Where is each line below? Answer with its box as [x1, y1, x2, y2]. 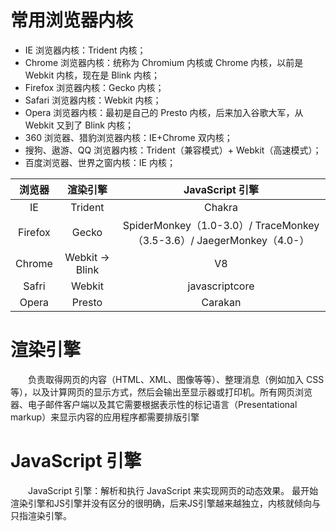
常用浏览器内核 [10, 9, 134, 32]
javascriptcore [187, 279, 255, 293]
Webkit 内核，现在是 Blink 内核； [24, 69, 160, 81]
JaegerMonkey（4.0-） [196, 233, 310, 247]
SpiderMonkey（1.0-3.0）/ [122, 218, 253, 232]
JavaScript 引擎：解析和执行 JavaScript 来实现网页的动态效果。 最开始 [27, 484, 319, 496]
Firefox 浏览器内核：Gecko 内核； [24, 81, 165, 93]
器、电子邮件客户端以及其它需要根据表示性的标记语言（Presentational [10, 398, 298, 410]
